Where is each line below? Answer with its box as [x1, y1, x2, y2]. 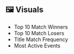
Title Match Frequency [13, 36, 68, 43]
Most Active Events [13, 42, 61, 49]
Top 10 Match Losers [13, 29, 65, 36]
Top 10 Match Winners [13, 23, 68, 31]
